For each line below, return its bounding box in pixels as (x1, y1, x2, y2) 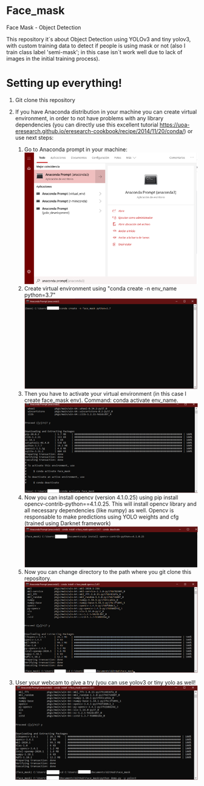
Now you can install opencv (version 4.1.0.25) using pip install (24, 494, 178, 501)
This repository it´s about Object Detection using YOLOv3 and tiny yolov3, (6, 35, 191, 43)
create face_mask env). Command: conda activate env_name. (24, 396, 178, 404)
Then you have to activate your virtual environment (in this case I (24, 390, 187, 398)
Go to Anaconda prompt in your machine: (24, 145, 127, 153)
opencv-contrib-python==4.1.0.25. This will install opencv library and (24, 500, 197, 508)
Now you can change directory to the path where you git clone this (24, 568, 192, 576)
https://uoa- (160, 121, 190, 128)
